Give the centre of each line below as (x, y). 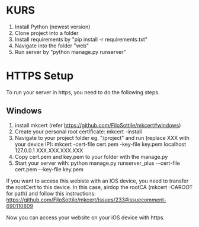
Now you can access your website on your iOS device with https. (85, 218)
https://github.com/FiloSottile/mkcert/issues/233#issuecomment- (86, 200)
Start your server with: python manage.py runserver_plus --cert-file (97, 163)
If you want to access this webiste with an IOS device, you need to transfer (97, 181)
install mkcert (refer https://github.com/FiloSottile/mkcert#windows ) (98, 125)
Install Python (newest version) (52, 27)
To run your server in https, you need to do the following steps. (83, 92)
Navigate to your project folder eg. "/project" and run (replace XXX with (102, 138)
